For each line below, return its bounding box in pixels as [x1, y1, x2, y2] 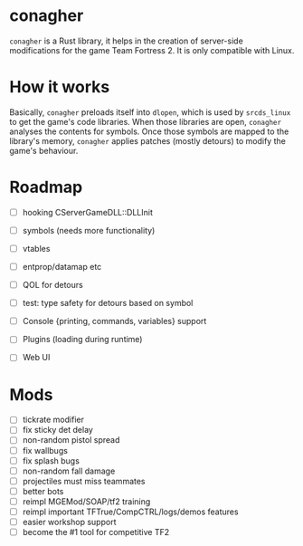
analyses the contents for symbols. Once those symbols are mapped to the [9, 126, 289, 137]
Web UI [22, 352, 51, 363]
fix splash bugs [22, 455, 80, 466]
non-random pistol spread [22, 435, 120, 445]
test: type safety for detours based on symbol [22, 298, 194, 309]
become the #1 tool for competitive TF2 [22, 527, 170, 537]
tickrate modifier [22, 414, 84, 426]
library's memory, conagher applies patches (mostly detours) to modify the [9, 135, 287, 146]
